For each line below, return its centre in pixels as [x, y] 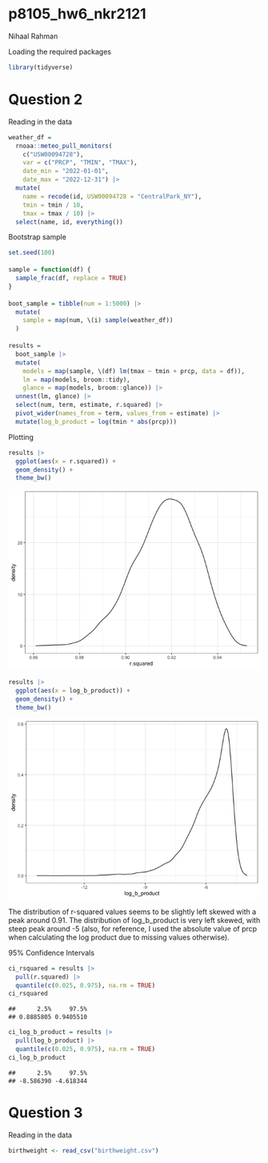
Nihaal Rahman [33, 36]
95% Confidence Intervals [51, 952]
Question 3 [46, 1112]
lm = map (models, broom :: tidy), [76, 380]
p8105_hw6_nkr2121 [77, 14]
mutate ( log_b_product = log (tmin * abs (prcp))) [96, 421]
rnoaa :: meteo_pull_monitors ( [64, 146]
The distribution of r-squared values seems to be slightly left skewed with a [132, 911]
